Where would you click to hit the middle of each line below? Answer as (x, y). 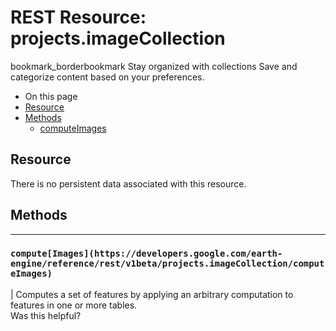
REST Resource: (78, 17)
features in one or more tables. (74, 305)
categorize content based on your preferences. (107, 77)
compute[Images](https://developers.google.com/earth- (146, 254)
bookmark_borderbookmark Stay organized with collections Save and (154, 66)
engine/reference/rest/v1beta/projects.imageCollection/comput (167, 264)
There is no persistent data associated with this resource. (128, 183)
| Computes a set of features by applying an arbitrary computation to (152, 294)
